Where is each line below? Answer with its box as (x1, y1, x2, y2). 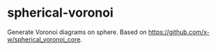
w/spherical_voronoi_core (7, 35, 81, 43)
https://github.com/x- (148, 28, 210, 36)
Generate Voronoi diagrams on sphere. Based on (7, 28, 147, 36)
